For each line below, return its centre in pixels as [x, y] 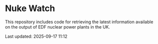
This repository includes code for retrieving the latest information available [79, 22]
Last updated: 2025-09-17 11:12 [36, 36]
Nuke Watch [30, 8]
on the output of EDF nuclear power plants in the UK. [57, 27]
